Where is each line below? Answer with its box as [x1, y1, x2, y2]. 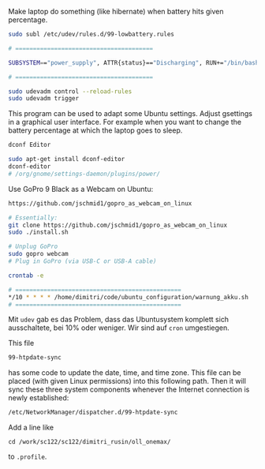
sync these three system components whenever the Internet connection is [8, 385, 250, 394]
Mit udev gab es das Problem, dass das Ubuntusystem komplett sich [8, 315, 230, 325]
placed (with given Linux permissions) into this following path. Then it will [8, 377, 247, 386]
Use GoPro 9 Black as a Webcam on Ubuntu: [8, 184, 154, 193]
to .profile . [8, 452, 47, 461]
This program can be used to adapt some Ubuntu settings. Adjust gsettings [8, 109, 252, 118]
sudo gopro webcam [8, 250, 69, 258]
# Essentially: [8, 213, 58, 222]
